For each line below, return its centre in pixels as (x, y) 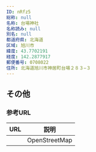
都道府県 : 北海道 (25, 40)
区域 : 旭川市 (20, 46)
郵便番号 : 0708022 (28, 62)
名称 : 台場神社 (23, 23)
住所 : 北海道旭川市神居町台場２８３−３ (49, 68)
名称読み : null (24, 29)
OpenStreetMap (50, 141)
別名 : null (19, 34)
